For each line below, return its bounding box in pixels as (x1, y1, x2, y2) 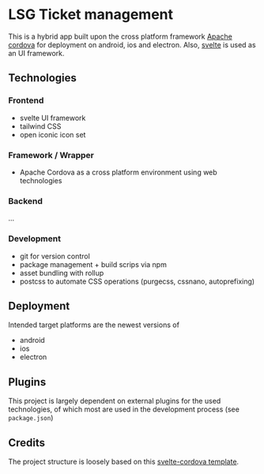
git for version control (19, 251, 91, 261)
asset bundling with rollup (19, 268, 104, 277)
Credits (8, 436, 46, 450)
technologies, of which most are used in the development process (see (8, 404, 239, 414)
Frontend (8, 95, 44, 106)
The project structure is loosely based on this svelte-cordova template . (8, 457, 239, 466)
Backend (8, 195, 43, 206)
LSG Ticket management (8, 6, 174, 24)
